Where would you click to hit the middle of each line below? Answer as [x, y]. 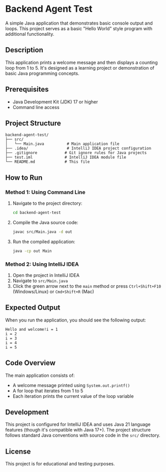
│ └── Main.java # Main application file [62, 144]
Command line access [36, 107]
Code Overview [31, 363]
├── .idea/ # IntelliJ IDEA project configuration [78, 148]
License [18, 451]
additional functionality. [30, 34]
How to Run [24, 177]
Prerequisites [27, 89]
